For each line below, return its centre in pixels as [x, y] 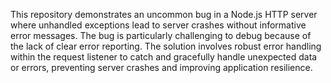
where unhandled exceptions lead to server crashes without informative [158, 25]
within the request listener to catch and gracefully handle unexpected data [164, 57]
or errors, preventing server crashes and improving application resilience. [161, 67]
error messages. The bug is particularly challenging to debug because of [161, 35]
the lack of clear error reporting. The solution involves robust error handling [166, 46]
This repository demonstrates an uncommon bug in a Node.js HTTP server [164, 14]
